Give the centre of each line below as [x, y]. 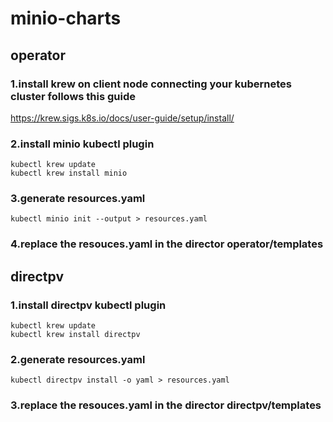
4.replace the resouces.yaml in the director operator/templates [167, 244]
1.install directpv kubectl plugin [88, 305]
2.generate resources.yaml [78, 359]
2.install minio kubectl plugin [82, 144]
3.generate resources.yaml [78, 199]
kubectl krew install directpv [75, 335]
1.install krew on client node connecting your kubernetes [151, 84]
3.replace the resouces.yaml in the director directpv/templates [166, 405]
